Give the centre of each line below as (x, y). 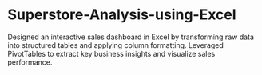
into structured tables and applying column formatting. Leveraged (116, 45)
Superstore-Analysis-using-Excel (122, 15)
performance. (30, 62)
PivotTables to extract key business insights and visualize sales (111, 53)
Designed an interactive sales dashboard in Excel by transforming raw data (131, 37)
